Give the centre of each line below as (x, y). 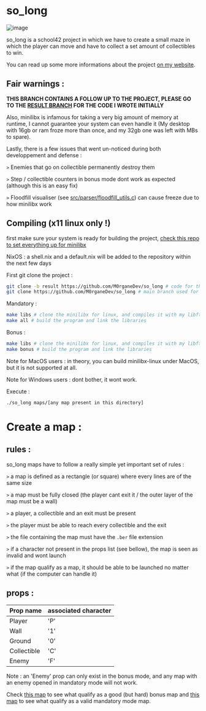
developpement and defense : (44, 155)
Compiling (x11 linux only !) (59, 223)
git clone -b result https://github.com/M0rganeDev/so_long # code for (100, 286)
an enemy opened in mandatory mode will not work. (72, 682)
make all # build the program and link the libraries (77, 321)
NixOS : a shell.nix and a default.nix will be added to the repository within (99, 256)
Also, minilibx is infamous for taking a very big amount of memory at (93, 117)
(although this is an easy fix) (42, 186)
